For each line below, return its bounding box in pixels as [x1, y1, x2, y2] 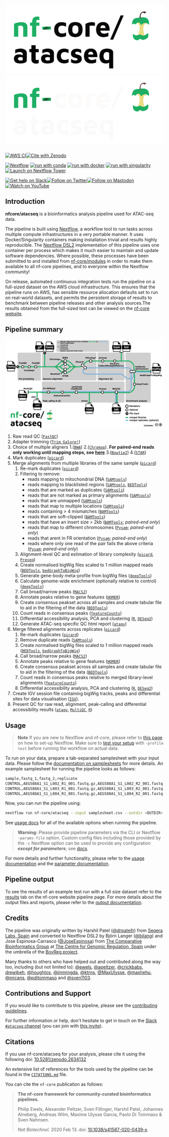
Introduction [5, 197, 45, 206]
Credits [5, 914, 29, 923]
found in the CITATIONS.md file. [5, 1071, 67, 1078]
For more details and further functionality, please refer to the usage [5, 855, 145, 861]
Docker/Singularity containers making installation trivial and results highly [5, 236, 157, 243]
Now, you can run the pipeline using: [5, 800, 81, 806]
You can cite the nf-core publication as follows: [5, 1081, 104, 1088]
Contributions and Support [5, 989, 92, 998]
